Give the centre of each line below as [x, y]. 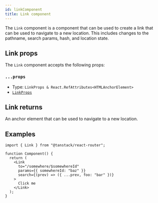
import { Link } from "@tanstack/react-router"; [55, 145]
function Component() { [29, 154]
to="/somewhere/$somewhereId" [48, 167]
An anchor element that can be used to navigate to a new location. [71, 119]
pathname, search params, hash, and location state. [57, 38]
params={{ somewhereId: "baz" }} [52, 171]
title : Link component [28, 14]
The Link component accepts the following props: [55, 65]
